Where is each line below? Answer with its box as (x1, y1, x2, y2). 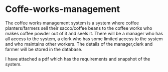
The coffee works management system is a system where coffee (5, 20, 139, 26)
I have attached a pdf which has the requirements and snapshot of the (5, 56, 150, 62)
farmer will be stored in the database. (5, 46, 83, 52)
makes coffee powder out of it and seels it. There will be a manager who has (5, 30, 163, 36)
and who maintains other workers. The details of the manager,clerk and (5, 41, 153, 47)
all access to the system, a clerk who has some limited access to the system (5, 36, 163, 42)
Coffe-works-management (5, 3, 120, 15)
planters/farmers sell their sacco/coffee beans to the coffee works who (5, 25, 152, 31)
